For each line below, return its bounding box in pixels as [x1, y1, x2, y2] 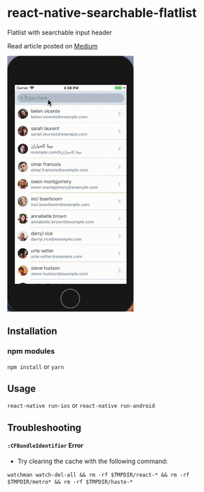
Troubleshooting [7, 422, 82, 434]
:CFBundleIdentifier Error [7, 441, 84, 450]
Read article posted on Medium [7, 41, 98, 50]
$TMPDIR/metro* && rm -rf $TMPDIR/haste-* [7, 479, 133, 486]
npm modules [7, 347, 55, 356]
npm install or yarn [7, 362, 64, 370]
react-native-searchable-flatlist [7, 5, 198, 21]
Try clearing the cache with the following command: [17, 457, 168, 465]
